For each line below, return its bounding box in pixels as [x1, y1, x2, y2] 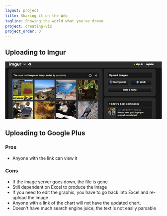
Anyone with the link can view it [12, 155, 78, 161]
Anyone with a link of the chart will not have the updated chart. [12, 200, 141, 206]
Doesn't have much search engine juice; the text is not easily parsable [12, 205, 157, 211]
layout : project [5, 8, 39, 13]
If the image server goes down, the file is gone [12, 179, 108, 185]
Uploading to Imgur [5, 48, 66, 57]
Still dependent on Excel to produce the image [12, 184, 107, 190]
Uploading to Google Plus [5, 129, 85, 138]
